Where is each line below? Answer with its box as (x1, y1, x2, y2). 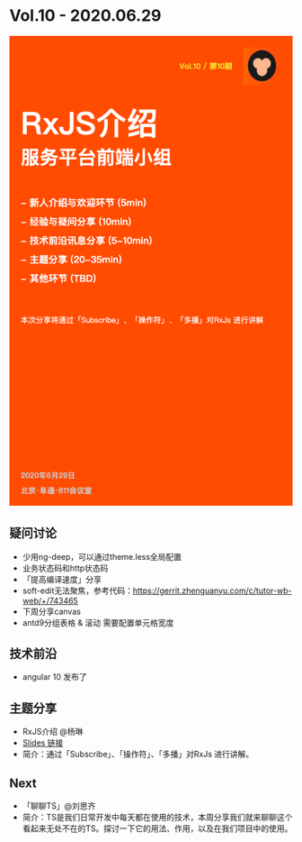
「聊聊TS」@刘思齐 (22, 800, 96, 811)
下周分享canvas (22, 606, 81, 617)
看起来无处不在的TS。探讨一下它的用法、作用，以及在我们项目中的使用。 (22, 822, 293, 834)
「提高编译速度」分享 (22, 573, 102, 584)
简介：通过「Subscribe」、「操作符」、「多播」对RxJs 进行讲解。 (22, 749, 254, 760)
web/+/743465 (22, 595, 78, 606)
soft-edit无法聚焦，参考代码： (22, 585, 133, 596)
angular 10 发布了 (22, 672, 87, 682)
